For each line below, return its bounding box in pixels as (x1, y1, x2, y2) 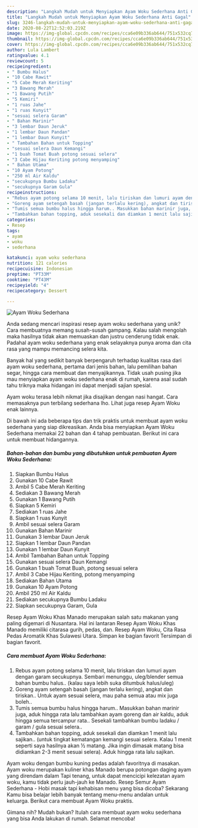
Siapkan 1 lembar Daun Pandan (15, 540, 90, 547)
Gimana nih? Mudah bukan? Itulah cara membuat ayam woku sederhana (6, 809, 182, 816)
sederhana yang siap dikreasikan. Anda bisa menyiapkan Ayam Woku (6, 424, 175, 431)
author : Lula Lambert (6, 47, 60, 53)
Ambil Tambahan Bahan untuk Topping (15, 552, 109, 559)
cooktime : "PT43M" (6, 276, 52, 283)
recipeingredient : (6, 63, 52, 70)
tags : (6, 227, 20, 233)
